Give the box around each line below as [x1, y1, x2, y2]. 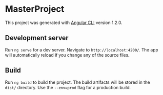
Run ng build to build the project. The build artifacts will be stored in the [5, 79, 150, 85]
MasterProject [5, 3, 64, 15]
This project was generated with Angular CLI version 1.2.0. [5, 20, 122, 25]
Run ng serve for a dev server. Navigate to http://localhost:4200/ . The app [5, 47, 159, 52]
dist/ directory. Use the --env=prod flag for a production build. [5, 84, 131, 90]
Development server [5, 34, 69, 42]
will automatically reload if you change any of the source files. [5, 52, 130, 58]
